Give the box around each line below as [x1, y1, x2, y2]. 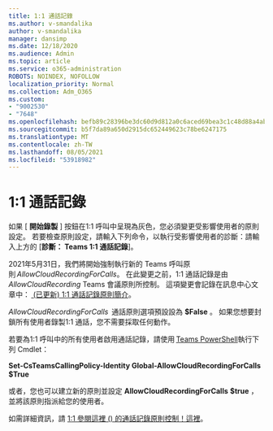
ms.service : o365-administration [8, 65, 122, 73]
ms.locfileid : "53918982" [8, 155, 96, 163]
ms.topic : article [8, 58, 71, 66]
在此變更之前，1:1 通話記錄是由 [125, 269, 229, 279]
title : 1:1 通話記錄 [8, 11, 73, 20]
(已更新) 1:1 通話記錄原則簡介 [32, 290, 128, 299]
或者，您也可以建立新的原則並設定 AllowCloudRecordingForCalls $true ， [8, 386, 258, 396]
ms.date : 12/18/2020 [8, 42, 79, 50]
